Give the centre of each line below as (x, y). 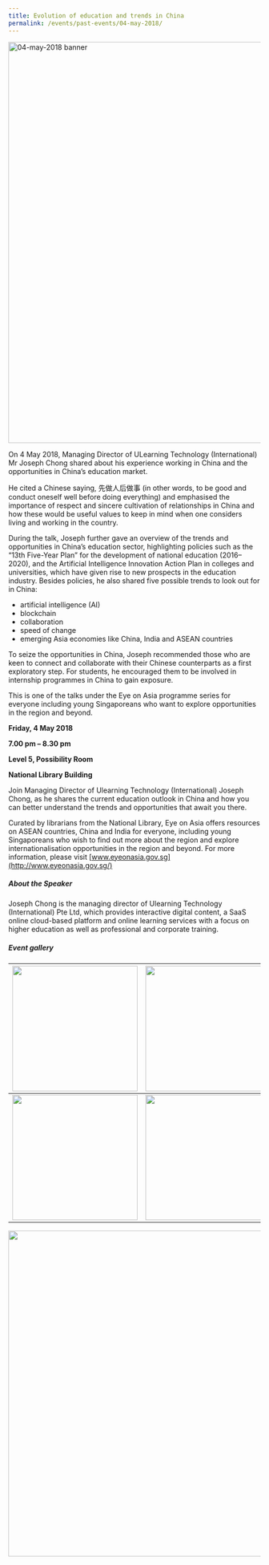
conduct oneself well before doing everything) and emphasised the (119, 497)
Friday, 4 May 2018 (41, 728)
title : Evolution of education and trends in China (96, 16)
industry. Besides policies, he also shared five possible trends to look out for (134, 580)
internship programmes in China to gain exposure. (91, 679)
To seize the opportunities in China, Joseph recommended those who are (129, 654)
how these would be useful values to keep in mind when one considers (125, 513)
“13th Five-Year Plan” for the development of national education (113, 555)
